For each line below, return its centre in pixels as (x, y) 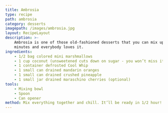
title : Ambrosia (22, 10)
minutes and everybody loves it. (49, 47)
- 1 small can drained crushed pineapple (58, 75)
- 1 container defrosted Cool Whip (51, 65)
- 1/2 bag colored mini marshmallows (53, 56)
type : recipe (19, 14)
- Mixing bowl (29, 89)
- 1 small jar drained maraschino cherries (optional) (72, 79)
